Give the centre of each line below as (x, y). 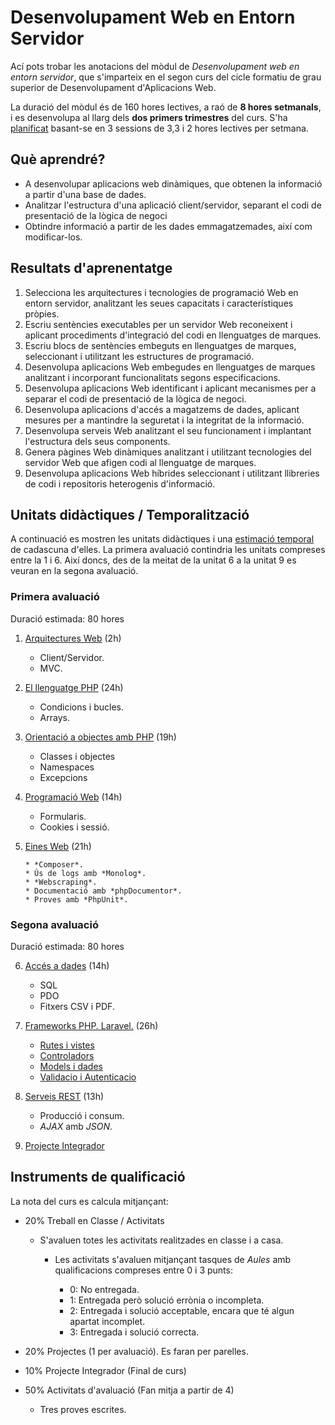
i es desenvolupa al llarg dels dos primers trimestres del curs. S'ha (149, 117)
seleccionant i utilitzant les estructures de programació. (139, 356)
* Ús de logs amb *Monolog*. (85, 873)
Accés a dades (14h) (67, 965)
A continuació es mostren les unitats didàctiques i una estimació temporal (162, 539)
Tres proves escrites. (83, 1409)
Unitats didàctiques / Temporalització (130, 514)
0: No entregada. (104, 1289)
